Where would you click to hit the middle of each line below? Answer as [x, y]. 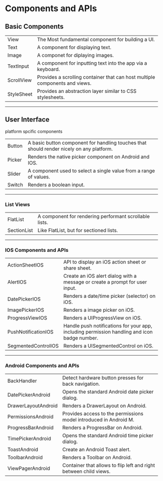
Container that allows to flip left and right [109, 465]
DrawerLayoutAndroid [33, 406]
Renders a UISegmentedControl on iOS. [108, 346]
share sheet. [77, 268]
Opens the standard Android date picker [108, 392]
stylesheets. [51, 97]
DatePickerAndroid [29, 394]
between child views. [86, 471]
